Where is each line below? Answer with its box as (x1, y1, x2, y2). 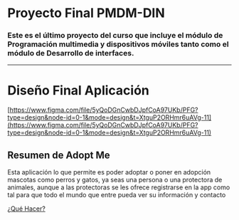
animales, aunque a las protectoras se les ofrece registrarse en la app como (7, 183, 230, 192)
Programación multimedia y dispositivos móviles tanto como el (7, 39, 229, 49)
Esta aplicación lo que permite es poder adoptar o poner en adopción (7, 168, 211, 177)
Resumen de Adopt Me (7, 149, 110, 161)
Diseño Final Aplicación (7, 82, 149, 98)
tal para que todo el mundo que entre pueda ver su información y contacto (7, 191, 226, 199)
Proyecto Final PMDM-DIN (7, 5, 165, 21)
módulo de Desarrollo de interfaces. (7, 48, 134, 58)
